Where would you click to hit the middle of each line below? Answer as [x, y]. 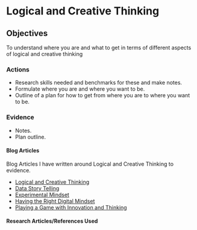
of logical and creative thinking [45, 54]
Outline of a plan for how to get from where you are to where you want [102, 95]
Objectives [27, 33]
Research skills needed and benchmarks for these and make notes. [98, 83]
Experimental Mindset [42, 195]
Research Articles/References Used [52, 221]
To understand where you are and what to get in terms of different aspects [99, 47]
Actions [18, 69]
